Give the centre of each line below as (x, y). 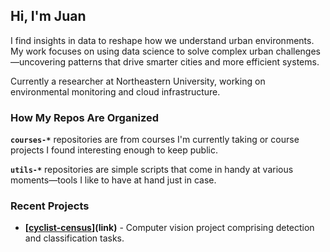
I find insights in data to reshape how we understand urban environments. (162, 40)
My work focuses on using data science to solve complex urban (142, 51)
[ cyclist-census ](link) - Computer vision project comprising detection (169, 228)
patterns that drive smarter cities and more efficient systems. (194, 61)
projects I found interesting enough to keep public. (114, 150)
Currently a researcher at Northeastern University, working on (138, 81)
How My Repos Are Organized (85, 117)
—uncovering (38, 61)
